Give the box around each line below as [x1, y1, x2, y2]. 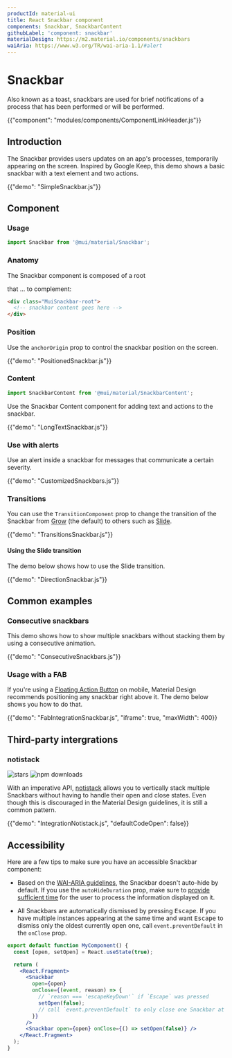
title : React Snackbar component [7, 17, 104, 24]
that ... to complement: [7, 285, 72, 293]
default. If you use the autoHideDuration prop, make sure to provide [17, 885, 210, 894]
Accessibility [7, 839, 65, 851]
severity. [7, 464, 32, 471]
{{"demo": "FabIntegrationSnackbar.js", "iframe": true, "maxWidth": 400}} [7, 714, 218, 722]
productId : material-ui [7, 10, 76, 17]
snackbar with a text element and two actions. [7, 169, 139, 177]
